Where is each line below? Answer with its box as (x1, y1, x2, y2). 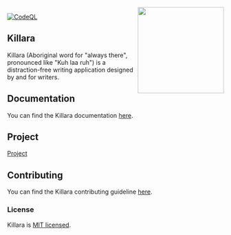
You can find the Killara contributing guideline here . (7, 187, 153, 196)
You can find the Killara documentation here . (7, 111, 133, 119)
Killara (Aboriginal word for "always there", (7, 51, 128, 59)
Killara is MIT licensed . (7, 221, 71, 229)
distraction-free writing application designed (7, 65, 134, 74)
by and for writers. (7, 72, 60, 81)
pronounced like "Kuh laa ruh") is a (7, 58, 107, 66)
